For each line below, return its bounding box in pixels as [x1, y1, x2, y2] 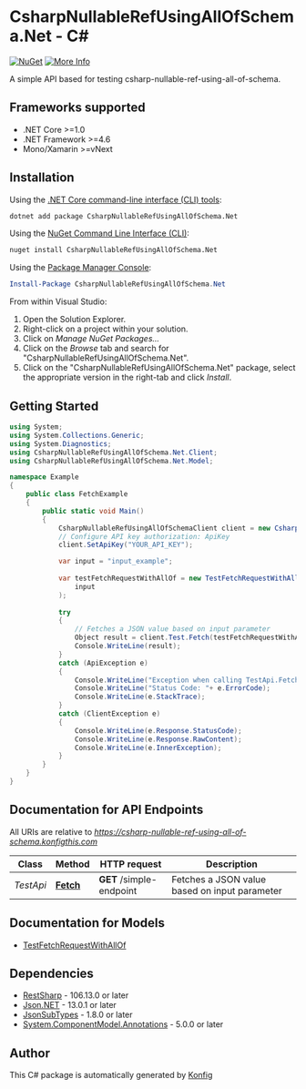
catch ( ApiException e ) [57, 658, 148, 667]
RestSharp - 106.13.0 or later [22, 990, 129, 1001]
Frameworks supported [9, 100, 146, 116]
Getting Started [9, 398, 99, 413]
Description [206, 858, 258, 870]
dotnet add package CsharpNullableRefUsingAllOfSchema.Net [9, 211, 239, 220]
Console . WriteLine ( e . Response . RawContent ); [74, 735, 243, 744]
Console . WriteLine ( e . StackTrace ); [74, 692, 206, 702]
